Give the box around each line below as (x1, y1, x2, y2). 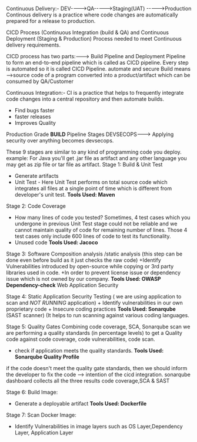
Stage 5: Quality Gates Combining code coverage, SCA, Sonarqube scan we (6, 323, 191, 330)
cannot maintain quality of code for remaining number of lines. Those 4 (14, 227, 188, 233)
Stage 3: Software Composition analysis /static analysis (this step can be (6, 250, 183, 257)
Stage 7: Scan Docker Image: (6, 411, 76, 418)
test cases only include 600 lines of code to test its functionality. (14, 232, 172, 240)
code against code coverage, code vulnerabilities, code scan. (6, 335, 155, 343)
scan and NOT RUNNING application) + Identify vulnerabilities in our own (6, 300, 183, 306)
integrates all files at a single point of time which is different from (14, 185, 172, 192)
